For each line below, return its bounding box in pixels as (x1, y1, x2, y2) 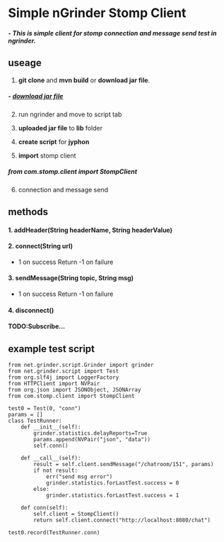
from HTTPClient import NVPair (8, 380, 100, 387)
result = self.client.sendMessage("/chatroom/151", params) (33, 460, 214, 468)
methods (8, 206, 49, 218)
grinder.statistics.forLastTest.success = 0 (45, 479, 179, 487)
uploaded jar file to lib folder (18, 123, 103, 132)
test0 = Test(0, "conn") (8, 404, 81, 412)
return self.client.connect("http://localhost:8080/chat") (33, 516, 211, 524)
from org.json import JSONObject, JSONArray (8, 386, 141, 393)
